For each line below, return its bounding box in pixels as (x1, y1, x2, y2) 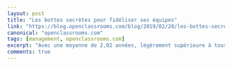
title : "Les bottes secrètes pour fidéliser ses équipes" (7, 16, 177, 23)
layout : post (7, 10, 45, 17)
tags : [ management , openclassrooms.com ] (7, 36, 126, 43)
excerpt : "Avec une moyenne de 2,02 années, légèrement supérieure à (7, 42, 212, 49)
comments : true (7, 49, 51, 56)
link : (7, 23, 23, 30)
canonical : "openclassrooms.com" (7, 29, 104, 36)
